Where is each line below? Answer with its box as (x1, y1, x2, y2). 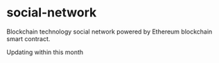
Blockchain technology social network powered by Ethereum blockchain (6, 27, 213, 36)
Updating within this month (6, 48, 84, 56)
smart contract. (6, 34, 51, 42)
